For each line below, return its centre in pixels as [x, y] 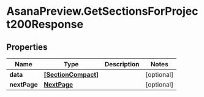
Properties [27, 47]
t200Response [45, 24]
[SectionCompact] [71, 75]
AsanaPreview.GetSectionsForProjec [102, 11]
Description [122, 64]
